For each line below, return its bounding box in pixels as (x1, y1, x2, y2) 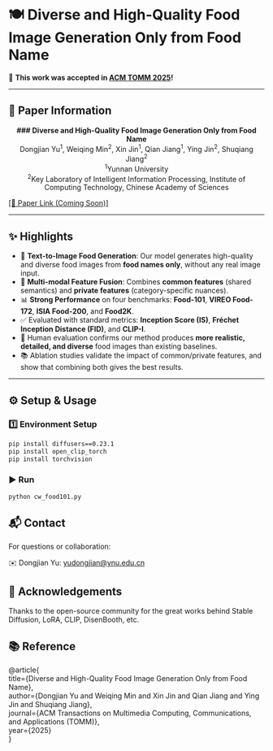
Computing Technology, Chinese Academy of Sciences (44, 183, 229, 193)
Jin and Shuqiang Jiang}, (8, 700, 93, 710)
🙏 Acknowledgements (8, 584, 123, 598)
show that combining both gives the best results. (19, 362, 184, 372)
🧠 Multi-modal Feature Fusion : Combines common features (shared (19, 277, 252, 287)
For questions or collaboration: (8, 541, 111, 552)
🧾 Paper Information (8, 104, 112, 118)
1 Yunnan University (104, 163, 169, 174)
